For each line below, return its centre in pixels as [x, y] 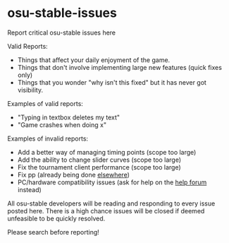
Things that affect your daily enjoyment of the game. [94, 60]
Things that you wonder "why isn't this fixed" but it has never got [112, 82]
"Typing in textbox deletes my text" [69, 117]
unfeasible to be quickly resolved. [56, 218]
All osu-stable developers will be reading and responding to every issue [111, 203]
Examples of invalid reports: [48, 138]
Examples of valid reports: [45, 103]
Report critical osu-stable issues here [62, 32]
